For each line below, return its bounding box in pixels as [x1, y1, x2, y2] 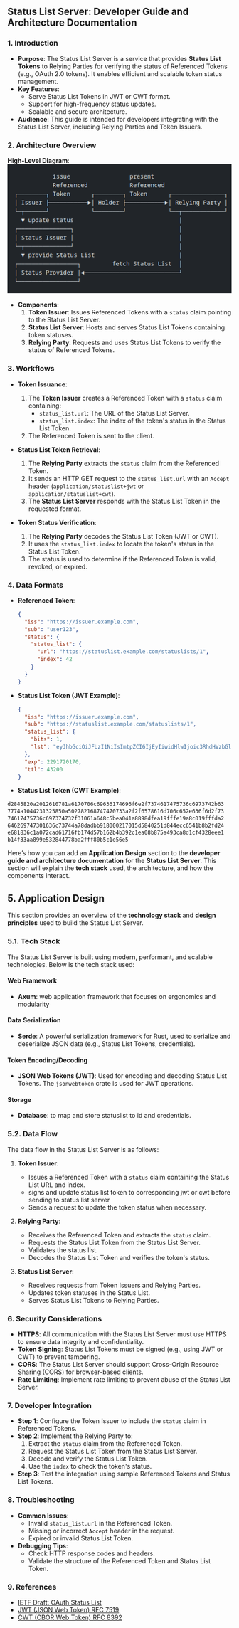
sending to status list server [28, 1195, 110, 1204]
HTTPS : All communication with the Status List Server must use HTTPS [17, 1330, 227, 1338]
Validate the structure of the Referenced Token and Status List [28, 1556, 211, 1565]
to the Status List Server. [28, 316, 101, 324]
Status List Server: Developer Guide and [7, 6, 189, 18]
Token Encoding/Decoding [7, 1056, 88, 1064]
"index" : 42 [36, 656, 73, 663]
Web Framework [7, 976, 58, 985]
